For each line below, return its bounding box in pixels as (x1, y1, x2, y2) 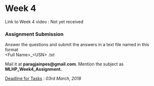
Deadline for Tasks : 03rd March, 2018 (5, 75, 81, 82)
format (5, 47, 18, 53)
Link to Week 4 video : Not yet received (5, 19, 84, 25)
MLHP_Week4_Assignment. (5, 66, 62, 72)
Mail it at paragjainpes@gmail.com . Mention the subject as (5, 61, 124, 67)
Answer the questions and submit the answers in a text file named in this (5, 42, 150, 48)
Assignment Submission (5, 31, 64, 37)
